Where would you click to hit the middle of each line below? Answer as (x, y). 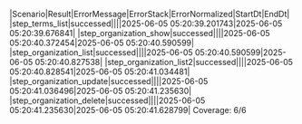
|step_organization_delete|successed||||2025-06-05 (107, 100)
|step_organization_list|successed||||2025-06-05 (101, 52)
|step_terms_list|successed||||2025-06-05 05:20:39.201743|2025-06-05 (146, 24)
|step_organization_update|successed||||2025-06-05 (109, 81)
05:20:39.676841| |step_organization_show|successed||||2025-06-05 (140, 33)
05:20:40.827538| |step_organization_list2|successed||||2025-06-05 (164, 62)
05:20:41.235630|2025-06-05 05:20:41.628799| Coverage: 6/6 (128, 110)
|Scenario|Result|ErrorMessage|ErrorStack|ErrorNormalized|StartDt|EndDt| (150, 14)
